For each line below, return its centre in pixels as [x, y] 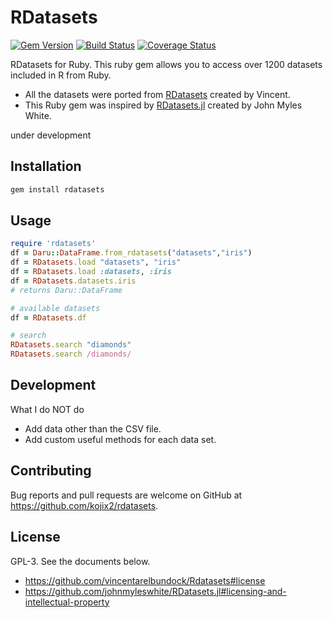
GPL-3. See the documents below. [80, 561]
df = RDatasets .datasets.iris [73, 281]
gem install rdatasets [57, 189]
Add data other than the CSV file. [93, 428]
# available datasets [55, 308]
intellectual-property [67, 602]
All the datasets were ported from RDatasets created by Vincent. [157, 94]
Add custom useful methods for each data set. [120, 439]
